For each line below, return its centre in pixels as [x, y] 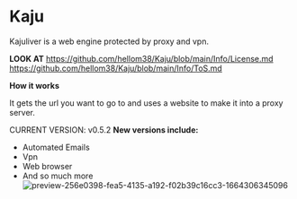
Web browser [47, 166]
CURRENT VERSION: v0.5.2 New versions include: [104, 130]
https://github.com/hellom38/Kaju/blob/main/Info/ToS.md [116, 68]
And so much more [58, 176]
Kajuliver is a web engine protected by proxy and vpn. [109, 41]
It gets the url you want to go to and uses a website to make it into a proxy [146, 103]
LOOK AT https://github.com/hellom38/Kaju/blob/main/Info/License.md [141, 58]
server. [22, 112]
